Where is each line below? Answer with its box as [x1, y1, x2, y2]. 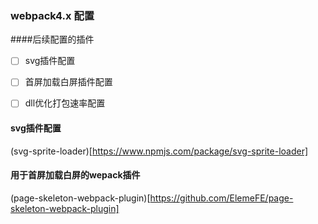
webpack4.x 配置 [10, 8, 95, 22]
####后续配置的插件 [10, 33, 95, 46]
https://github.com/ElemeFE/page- [149, 192, 294, 204]
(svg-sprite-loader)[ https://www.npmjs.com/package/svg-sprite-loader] [10, 145, 309, 157]
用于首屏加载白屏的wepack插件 [10, 169, 141, 181]
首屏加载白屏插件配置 [24, 76, 113, 88]
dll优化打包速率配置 [24, 97, 106, 109]
